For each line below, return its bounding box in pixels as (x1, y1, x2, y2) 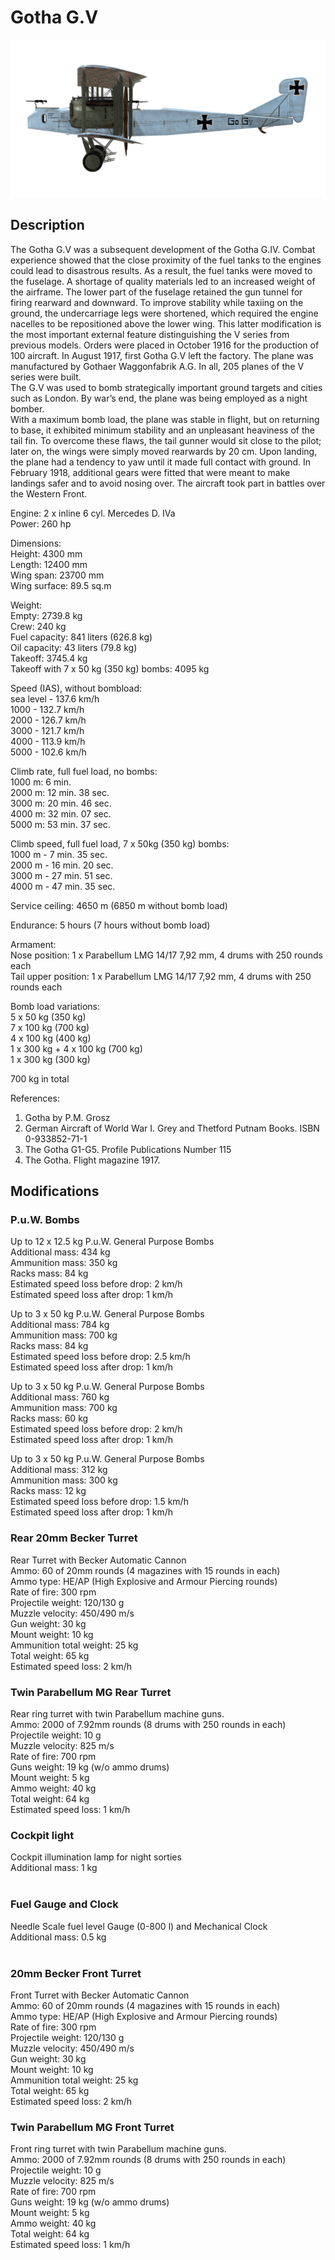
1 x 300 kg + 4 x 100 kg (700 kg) (10, 1042, 143, 1055)
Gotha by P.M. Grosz (24, 1111, 111, 1123)
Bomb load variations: (10, 1000, 101, 1012)
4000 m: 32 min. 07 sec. (10, 807, 112, 820)
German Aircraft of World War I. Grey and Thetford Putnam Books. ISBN (24, 1122, 320, 1134)
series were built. (10, 371, 82, 383)
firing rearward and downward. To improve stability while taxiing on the (10, 296, 304, 308)
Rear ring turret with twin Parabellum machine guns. (10, 1708, 225, 1720)
